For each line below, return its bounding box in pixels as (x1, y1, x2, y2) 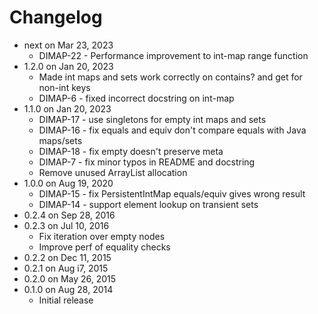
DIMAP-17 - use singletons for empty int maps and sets (38, 113, 267, 125)
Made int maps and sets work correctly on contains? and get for (38, 71, 303, 83)
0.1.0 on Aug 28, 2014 (23, 283, 114, 295)
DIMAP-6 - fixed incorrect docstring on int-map (38, 92, 235, 104)
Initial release (38, 294, 94, 306)
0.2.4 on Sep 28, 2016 (23, 209, 116, 221)
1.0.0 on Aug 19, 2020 (23, 177, 114, 189)
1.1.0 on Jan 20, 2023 (23, 102, 112, 115)
